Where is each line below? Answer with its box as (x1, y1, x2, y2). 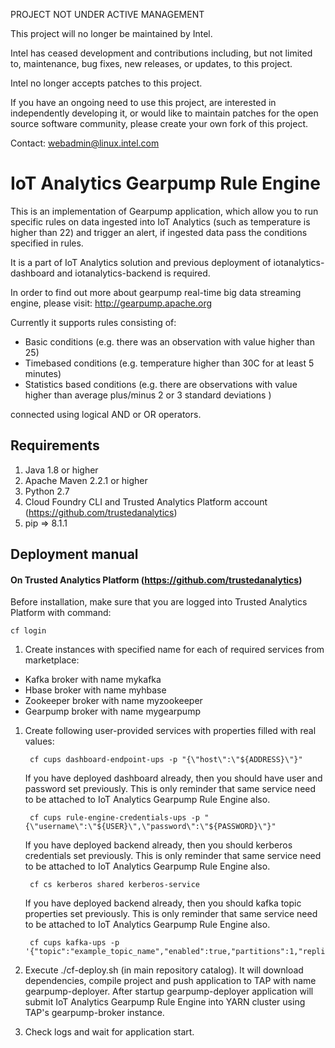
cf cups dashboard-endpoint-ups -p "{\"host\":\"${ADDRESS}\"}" (29, 755, 303, 765)
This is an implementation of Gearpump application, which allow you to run (10, 205, 319, 217)
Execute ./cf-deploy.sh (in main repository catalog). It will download (24, 964, 304, 976)
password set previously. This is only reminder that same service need (24, 783, 317, 795)
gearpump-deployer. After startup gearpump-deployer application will (24, 985, 314, 998)
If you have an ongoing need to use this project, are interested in (10, 97, 277, 108)
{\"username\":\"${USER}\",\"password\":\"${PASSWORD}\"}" (24, 822, 277, 832)
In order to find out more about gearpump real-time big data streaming (10, 286, 302, 298)
